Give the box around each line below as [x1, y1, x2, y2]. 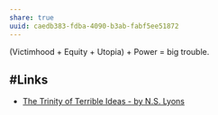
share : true [9, 13, 54, 22]
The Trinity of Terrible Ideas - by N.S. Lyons [22, 96, 185, 107]
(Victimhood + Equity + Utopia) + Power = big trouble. [9, 46, 210, 57]
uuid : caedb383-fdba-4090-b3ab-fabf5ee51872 [9, 22, 179, 31]
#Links [9, 72, 49, 87]
